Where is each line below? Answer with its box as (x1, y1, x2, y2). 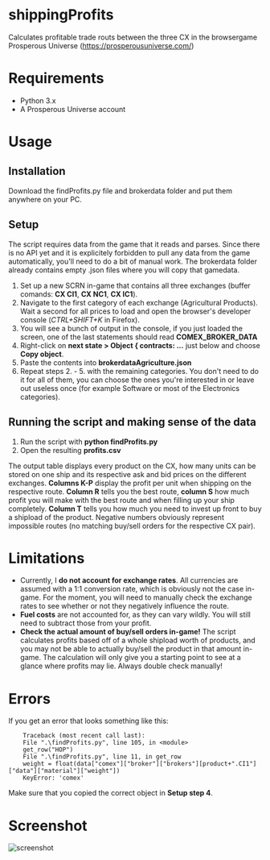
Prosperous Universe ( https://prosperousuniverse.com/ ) (8, 40, 194, 50)
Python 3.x (19, 95, 56, 106)
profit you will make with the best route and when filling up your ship (8, 495, 235, 505)
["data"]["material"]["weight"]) (8, 767, 121, 775)
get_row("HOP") (22, 746, 74, 754)
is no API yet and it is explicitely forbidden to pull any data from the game (8, 247, 251, 257)
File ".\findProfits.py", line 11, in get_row (22, 753, 182, 761)
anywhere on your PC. (8, 194, 83, 204)
